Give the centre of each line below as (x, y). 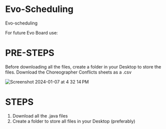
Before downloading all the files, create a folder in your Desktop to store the (83, 66)
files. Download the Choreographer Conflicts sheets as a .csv (68, 72)
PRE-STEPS (30, 53)
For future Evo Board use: (32, 32)
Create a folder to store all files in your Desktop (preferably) (74, 121)
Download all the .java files (40, 115)
